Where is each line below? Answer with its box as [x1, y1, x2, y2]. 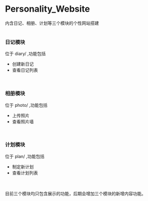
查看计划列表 [12, 170, 38, 176]
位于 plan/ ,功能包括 [5, 153, 45, 159]
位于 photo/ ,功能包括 [5, 102, 48, 108]
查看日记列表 [12, 67, 38, 73]
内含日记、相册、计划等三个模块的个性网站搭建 [5, 20, 99, 26]
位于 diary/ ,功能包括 [5, 51, 46, 57]
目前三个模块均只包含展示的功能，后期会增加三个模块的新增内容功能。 [5, 190, 146, 196]
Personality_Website [5, 3, 90, 15]
